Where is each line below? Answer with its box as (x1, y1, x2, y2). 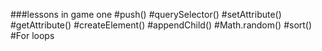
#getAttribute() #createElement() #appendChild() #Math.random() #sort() (10, 19, 313, 31)
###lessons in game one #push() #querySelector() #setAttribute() (10, 9, 282, 20)
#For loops (10, 30, 55, 41)
